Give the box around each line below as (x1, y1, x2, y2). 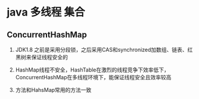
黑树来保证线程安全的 (15, 54, 68, 60)
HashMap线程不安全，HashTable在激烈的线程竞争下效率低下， (15, 66, 169, 73)
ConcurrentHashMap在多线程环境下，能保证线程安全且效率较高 (15, 74, 172, 81)
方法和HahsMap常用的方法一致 (15, 86, 92, 93)
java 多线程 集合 (7, 5, 85, 19)
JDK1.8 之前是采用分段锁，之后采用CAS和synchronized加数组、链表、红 (15, 46, 193, 53)
